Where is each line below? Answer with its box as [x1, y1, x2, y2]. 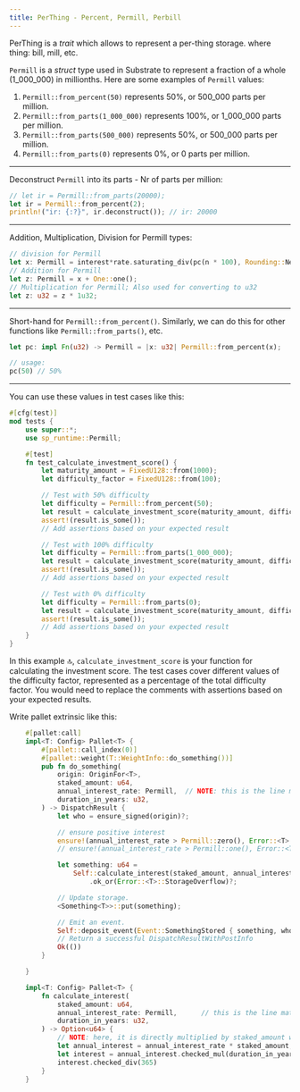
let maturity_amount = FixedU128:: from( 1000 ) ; [41, 466, 218, 475]
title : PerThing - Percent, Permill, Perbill [9, 13, 181, 22]
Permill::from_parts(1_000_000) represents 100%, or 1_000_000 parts [21, 110, 282, 121]
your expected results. [9, 694, 92, 704]
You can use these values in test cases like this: [9, 391, 185, 402]
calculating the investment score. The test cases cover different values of [9, 666, 279, 676]
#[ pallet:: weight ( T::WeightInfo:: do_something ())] [41, 753, 234, 762]
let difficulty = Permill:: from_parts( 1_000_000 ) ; [41, 549, 234, 558]
